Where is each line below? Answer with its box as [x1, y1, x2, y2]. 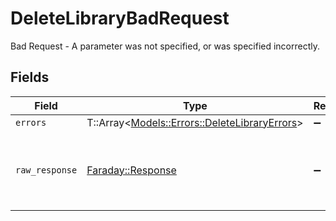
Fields [10, 69, 50, 86]
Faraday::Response [86, 163, 177, 177]
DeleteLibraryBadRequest [10, 7, 230, 30]
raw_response [15, 164, 78, 176]
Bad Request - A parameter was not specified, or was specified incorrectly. [10, 40, 321, 52]
